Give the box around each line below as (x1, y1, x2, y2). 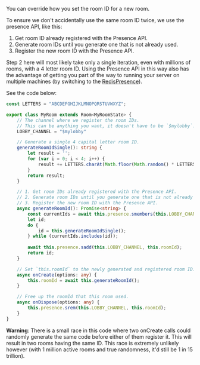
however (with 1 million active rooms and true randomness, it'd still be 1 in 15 (6, 346, 193, 353)
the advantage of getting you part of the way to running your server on (6, 72, 180, 78)
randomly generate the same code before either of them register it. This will (6, 333, 192, 340)
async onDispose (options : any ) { (17, 299, 100, 305)
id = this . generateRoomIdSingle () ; (37, 228, 127, 234)
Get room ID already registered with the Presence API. (14, 35, 148, 41)
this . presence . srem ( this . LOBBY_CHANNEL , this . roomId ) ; (27, 305, 167, 311)
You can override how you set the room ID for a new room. (6, 5, 150, 12)
